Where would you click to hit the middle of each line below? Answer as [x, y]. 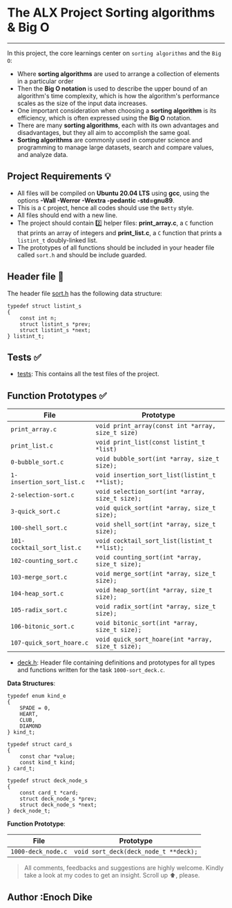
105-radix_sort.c [39, 610]
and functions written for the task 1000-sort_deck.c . [91, 670]
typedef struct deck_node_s [48, 781]
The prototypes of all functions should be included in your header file [116, 248]
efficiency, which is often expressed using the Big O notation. [104, 118]
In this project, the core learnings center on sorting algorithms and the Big [114, 53]
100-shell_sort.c [39, 528]
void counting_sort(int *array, [149, 557]
